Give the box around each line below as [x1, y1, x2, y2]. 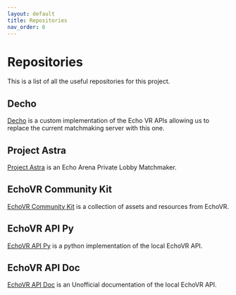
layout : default [7, 10, 55, 18]
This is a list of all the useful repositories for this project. [7, 77, 170, 85]
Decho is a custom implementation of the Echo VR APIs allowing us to [7, 116, 210, 125]
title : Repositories [7, 17, 68, 24]
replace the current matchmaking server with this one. [7, 124, 165, 133]
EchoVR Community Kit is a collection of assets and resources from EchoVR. [7, 202, 230, 210]
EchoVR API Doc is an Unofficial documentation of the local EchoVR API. [7, 280, 217, 289]
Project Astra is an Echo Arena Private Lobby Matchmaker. [7, 163, 178, 171]
